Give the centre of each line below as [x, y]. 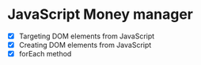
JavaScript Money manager [100, 14]
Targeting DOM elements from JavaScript [87, 36]
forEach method [45, 54]
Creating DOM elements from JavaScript [85, 45]
